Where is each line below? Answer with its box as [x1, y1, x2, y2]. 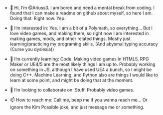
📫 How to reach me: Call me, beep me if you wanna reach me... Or [9, 97, 148, 102]
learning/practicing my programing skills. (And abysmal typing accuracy [9, 41, 158, 47]
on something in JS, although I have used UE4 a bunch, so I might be [9, 66, 152, 72]
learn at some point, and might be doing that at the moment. [9, 77, 134, 83]
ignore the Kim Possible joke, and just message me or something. [9, 104, 145, 110]
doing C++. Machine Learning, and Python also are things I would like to [9, 72, 159, 77]
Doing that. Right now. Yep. [9, 15, 66, 21]
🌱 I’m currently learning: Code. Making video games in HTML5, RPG [9, 56, 149, 62]
